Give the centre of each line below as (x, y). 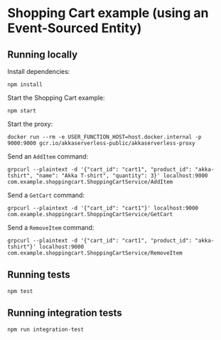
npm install (25, 85)
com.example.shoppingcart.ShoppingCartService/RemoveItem (95, 253)
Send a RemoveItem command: (51, 228)
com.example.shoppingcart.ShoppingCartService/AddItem (90, 182)
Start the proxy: (30, 124)
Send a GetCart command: (46, 195)
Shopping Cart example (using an (108, 13)
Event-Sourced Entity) (75, 28)
